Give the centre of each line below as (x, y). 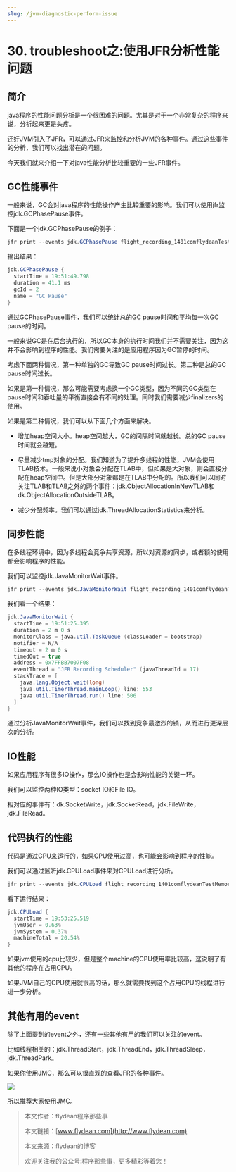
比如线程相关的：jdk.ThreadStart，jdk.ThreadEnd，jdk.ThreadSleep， (108, 1049)
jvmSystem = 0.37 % (41, 931)
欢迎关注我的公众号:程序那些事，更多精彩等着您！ (96, 1161)
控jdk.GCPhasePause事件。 (47, 214)
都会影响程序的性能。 (38, 561)
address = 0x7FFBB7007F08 (52, 663)
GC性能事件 (33, 187)
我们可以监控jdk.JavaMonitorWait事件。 (65, 576)
